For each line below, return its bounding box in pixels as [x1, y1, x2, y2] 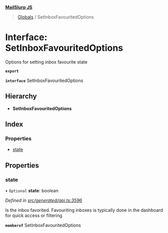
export [5, 68, 19, 73]
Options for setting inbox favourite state [5, 59, 88, 65]
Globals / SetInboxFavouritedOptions [17, 14, 94, 20]
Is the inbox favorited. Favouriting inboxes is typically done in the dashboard [5, 207, 163, 213]
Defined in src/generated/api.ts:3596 [5, 197, 82, 203]
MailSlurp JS [5, 5, 33, 10]
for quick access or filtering [5, 212, 63, 218]
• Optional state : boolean [5, 188, 59, 194]
